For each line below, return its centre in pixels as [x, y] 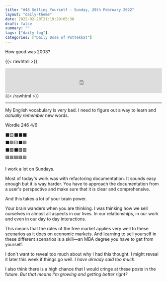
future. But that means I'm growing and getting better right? [66, 274]
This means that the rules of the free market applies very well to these [77, 228]
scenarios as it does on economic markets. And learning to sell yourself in [81, 234]
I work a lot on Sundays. [30, 169]
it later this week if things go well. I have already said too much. [70, 259]
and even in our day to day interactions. [46, 219]
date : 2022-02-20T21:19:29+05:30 [40, 19]
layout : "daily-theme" [29, 14]
